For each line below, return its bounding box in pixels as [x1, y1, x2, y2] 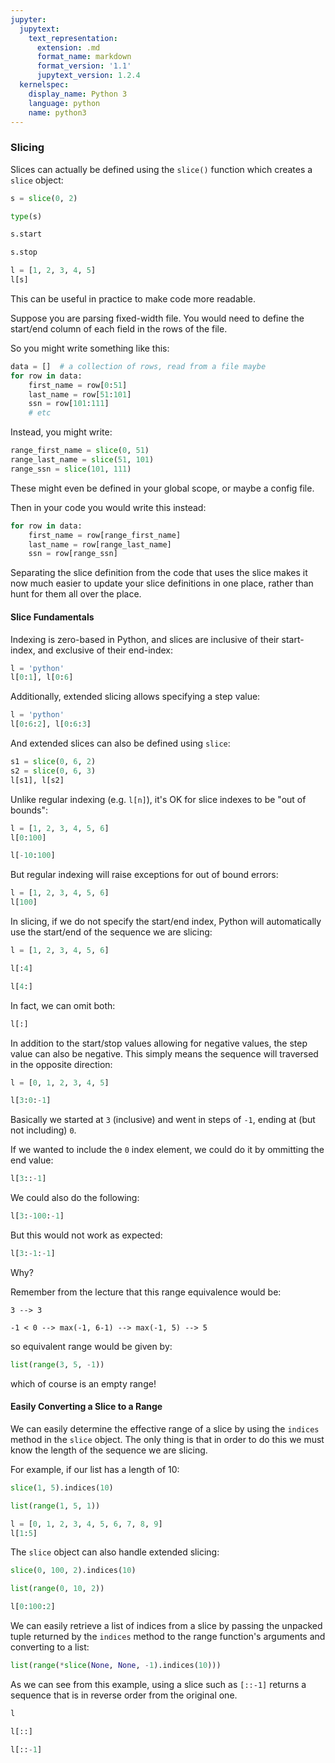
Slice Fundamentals [10, 611, 95, 623]
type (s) [10, 211, 43, 221]
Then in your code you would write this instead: [10, 501, 207, 513]
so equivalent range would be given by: [10, 1340, 173, 1352]
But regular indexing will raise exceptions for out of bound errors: [10, 869, 279, 881]
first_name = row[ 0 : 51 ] [28, 380, 128, 390]
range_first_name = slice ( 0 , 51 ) [10, 446, 150, 456]
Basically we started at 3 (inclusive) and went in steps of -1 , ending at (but [10, 1114, 316, 1126]
